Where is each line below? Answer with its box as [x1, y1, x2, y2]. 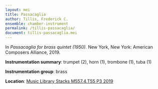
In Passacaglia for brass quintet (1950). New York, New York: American [5, 44, 153, 50]
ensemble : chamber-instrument [5, 21, 69, 26]
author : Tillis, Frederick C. [5, 16, 69, 21]
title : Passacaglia [5, 12, 46, 17]
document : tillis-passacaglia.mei [5, 30, 78, 35]
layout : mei [5, 7, 30, 12]
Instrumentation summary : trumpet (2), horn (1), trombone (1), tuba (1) [5, 59, 152, 65]
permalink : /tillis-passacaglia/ [5, 26, 75, 31]
